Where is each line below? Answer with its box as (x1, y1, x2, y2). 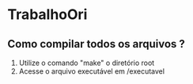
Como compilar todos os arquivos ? (7, 37, 185, 51)
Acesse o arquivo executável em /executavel (18, 67, 165, 76)
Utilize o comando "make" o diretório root (18, 58, 155, 67)
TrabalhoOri (7, 6, 88, 24)
